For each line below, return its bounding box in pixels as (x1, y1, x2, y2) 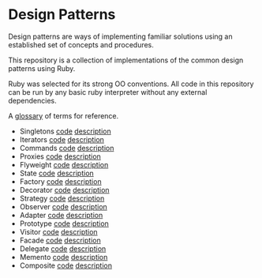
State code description (19, 168, 95, 178)
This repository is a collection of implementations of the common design (8, 55, 244, 65)
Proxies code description (19, 152, 101, 161)
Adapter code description (19, 210, 103, 220)
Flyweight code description (19, 160, 109, 169)
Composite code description (19, 261, 113, 270)
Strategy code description (19, 193, 105, 203)
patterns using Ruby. (8, 63, 76, 73)
